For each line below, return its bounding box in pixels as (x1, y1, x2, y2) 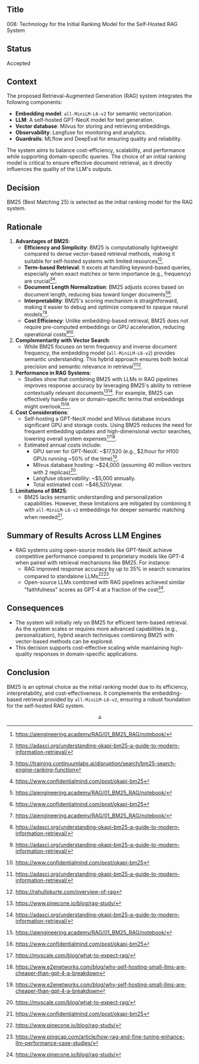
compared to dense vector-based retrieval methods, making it (24, 250, 175, 257)
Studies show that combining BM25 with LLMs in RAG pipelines (24, 376, 178, 382)
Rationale (6, 222, 43, 232)
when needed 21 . (24, 512, 64, 520)
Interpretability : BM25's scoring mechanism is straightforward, (24, 297, 179, 304)
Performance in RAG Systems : (15, 369, 92, 376)
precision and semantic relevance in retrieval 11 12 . (24, 362, 143, 370)
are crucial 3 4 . (24, 276, 57, 285)
